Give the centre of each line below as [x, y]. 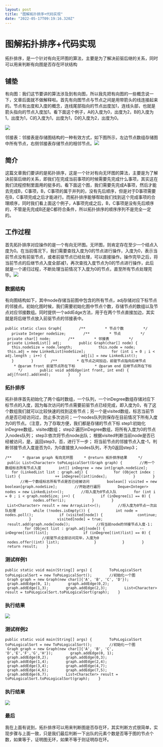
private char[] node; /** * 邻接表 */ [70, 339]
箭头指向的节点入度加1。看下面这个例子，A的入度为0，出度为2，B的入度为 [79, 112]
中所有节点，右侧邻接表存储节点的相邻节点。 [50, 144]
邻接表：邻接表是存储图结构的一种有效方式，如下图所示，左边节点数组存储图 [81, 138]
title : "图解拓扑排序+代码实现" [34, 14]
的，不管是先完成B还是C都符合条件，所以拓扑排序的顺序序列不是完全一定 [78, 209]
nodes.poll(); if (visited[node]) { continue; [81, 515]
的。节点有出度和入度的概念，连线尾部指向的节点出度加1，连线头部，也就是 [80, 106]
